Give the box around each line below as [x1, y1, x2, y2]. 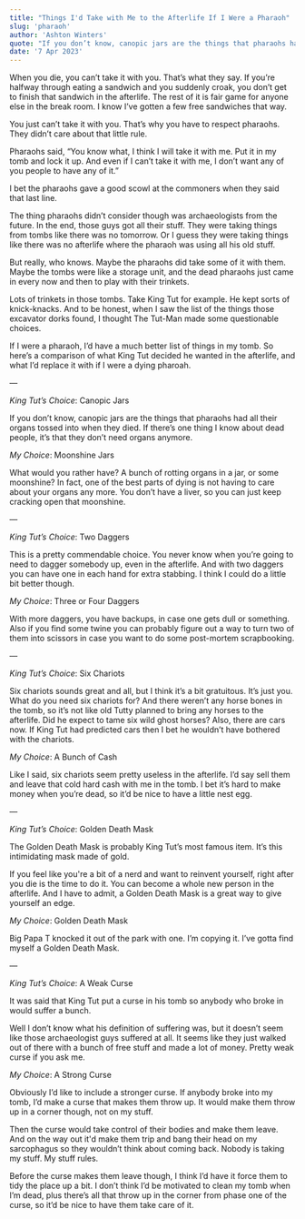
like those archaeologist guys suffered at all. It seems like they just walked [9, 1033, 287, 1043]
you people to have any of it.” [9, 166, 120, 176]
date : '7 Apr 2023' [9, 47, 84, 56]
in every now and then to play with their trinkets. [9, 277, 190, 287]
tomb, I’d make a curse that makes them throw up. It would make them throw [9, 1097, 296, 1108]
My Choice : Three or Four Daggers [9, 596, 140, 607]
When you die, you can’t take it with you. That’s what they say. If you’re [9, 72, 275, 83]
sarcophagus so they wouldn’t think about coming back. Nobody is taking [9, 1143, 285, 1154]
